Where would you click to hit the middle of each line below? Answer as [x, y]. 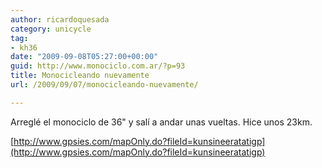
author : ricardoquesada [60, 19]
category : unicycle [51, 29]
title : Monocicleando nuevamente [80, 76]
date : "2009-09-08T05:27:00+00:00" [84, 57]
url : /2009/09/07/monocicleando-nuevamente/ [104, 85]
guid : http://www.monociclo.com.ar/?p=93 [98, 66]
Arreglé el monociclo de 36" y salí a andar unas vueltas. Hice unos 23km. [161, 122]
